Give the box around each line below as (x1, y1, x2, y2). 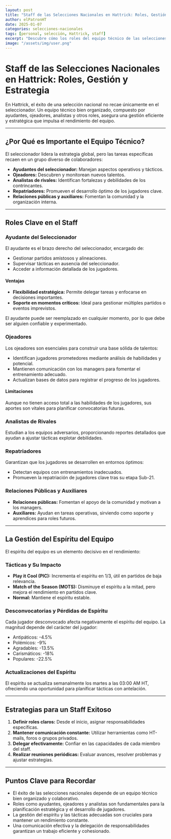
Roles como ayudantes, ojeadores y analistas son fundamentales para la (12, 801, 164, 807)
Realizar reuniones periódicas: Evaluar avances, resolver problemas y (12, 752, 161, 758)
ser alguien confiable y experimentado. (5, 320, 88, 327)
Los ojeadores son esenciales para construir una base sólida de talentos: (5, 345, 159, 351)
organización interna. (12, 199, 58, 205)
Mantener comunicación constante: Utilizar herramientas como (12, 730, 149, 736)
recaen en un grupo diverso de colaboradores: (5, 156, 103, 162)
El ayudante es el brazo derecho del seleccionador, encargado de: (5, 245, 144, 251)
